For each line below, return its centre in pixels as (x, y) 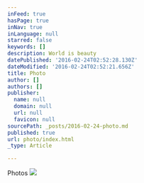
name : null (30, 100)
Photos (18, 173)
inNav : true (25, 27)
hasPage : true (28, 21)
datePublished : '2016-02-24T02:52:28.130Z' (73, 60)
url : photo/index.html (41, 139)
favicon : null (34, 119)
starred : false (30, 40)
